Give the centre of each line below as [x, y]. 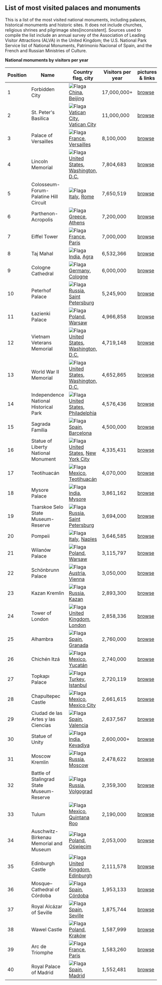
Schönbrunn [45, 570]
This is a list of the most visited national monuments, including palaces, [76, 19]
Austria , [78, 573]
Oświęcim [80, 846]
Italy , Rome [81, 196]
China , [76, 92]
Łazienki [41, 313]
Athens [77, 223]
